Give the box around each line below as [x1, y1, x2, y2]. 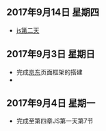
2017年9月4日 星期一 [6, 97, 96, 109]
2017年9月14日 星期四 [6, 6, 100, 19]
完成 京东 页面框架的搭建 [16, 68, 83, 76]
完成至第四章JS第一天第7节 [16, 117, 94, 125]
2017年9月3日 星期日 [6, 48, 95, 60]
